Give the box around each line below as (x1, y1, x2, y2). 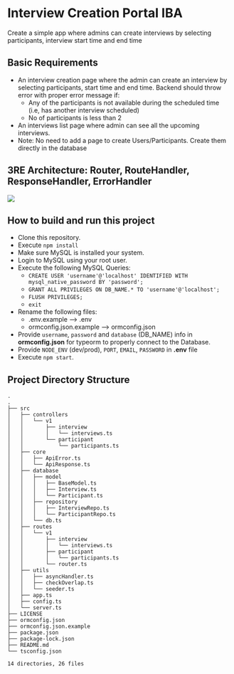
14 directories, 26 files (7, 660, 84, 668)
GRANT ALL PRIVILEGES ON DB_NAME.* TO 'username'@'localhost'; (28, 286, 220, 293)
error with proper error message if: (17, 90, 120, 99)
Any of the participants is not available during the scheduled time (28, 98, 220, 107)
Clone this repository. (17, 233, 81, 242)
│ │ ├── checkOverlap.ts (7, 579, 94, 586)
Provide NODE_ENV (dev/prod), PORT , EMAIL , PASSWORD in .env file (17, 345, 198, 354)
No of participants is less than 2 (28, 113, 122, 122)
